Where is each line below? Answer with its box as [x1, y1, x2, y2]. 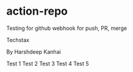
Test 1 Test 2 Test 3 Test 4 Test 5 [6, 60, 90, 67]
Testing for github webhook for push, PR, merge [6, 24, 127, 32]
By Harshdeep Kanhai [6, 48, 61, 56]
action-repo [6, 4, 68, 18]
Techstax [6, 36, 29, 43]
